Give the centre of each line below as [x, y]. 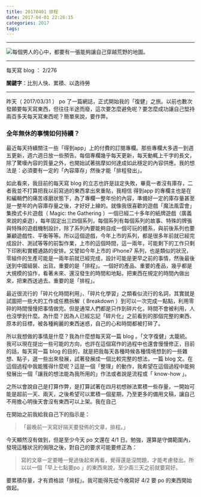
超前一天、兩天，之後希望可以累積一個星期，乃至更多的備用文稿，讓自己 [106, 394]
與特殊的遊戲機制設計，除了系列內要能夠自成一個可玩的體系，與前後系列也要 [100, 228]
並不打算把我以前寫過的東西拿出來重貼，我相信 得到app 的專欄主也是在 [104, 190]
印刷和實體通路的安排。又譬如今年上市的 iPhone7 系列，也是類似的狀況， [101, 250]
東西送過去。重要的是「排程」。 [60, 280]
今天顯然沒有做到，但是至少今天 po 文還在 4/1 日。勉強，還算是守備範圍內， [100, 439]
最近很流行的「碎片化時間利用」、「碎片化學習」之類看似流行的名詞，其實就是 [100, 293]
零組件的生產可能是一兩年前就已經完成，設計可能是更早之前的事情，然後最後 [100, 258]
